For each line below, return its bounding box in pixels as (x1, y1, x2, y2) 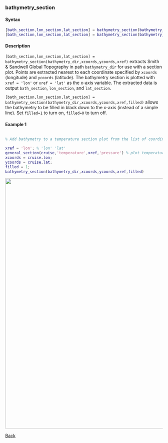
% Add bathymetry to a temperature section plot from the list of (5, 137, 146, 142)
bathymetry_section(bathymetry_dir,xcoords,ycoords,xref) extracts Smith (5, 59, 159, 65)
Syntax (5, 17, 20, 23)
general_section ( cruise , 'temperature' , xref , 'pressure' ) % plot (5, 151, 140, 156)
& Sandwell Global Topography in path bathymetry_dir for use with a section (5, 64, 162, 70)
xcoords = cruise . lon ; (5, 155, 52, 160)
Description (5, 43, 30, 49)
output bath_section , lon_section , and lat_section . (5, 85, 111, 91)
